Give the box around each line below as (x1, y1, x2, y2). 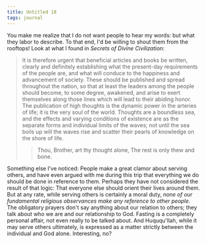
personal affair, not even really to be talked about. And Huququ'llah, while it (7, 217, 197, 224)
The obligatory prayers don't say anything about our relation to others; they (7, 203, 197, 211)
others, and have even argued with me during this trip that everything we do (7, 171, 199, 178)
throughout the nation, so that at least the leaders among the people (21, 82, 195, 89)
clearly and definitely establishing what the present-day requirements (21, 62, 198, 70)
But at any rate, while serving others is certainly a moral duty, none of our (7, 190, 193, 198)
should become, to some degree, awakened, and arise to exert (21, 89, 180, 96)
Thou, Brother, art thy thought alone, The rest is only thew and (37, 146, 195, 154)
